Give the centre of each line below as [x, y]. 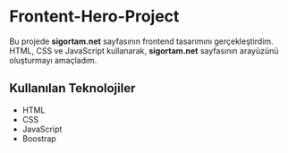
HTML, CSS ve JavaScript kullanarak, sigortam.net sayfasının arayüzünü [144, 50]
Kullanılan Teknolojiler [72, 88]
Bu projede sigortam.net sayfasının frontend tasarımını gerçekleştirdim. [142, 41]
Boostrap [39, 138]
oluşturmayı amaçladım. [53, 60]
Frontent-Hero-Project [94, 17]
